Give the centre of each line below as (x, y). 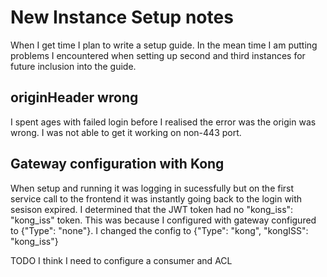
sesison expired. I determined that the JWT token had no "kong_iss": (152, 209)
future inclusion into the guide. (73, 66)
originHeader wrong (74, 97)
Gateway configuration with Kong (117, 164)
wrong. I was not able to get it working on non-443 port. (126, 132)
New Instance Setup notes (122, 17)
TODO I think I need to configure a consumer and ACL (121, 260)
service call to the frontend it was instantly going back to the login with (156, 198)
